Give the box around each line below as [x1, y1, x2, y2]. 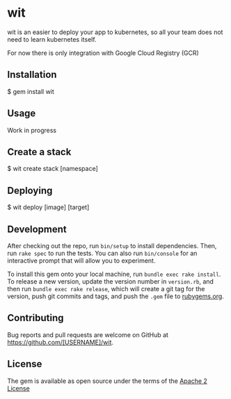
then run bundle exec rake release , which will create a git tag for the [7, 285, 205, 293]
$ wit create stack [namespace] [7, 165, 99, 173]
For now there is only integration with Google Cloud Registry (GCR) [7, 49, 200, 57]
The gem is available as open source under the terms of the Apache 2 [7, 377, 207, 385]
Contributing [7, 312, 64, 324]
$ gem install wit [7, 87, 54, 95]
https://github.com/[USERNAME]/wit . [7, 338, 113, 346]
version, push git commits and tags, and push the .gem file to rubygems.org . [7, 292, 225, 300]
